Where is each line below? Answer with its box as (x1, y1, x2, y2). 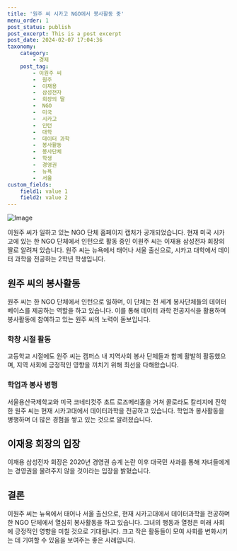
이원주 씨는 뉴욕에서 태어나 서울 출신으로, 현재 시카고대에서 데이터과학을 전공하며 (7, 509, 231, 518)
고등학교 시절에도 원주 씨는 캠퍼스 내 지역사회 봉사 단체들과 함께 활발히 (7, 352, 202, 360)
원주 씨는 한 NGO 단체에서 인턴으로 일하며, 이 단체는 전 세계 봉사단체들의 (7, 297, 208, 306)
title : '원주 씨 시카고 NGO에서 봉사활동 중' (7, 10, 125, 18)
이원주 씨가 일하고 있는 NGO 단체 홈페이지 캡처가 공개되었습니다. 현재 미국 (7, 228, 212, 237)
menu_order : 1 (7, 17, 50, 24)
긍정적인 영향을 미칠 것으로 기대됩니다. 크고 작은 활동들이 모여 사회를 (14, 527, 204, 535)
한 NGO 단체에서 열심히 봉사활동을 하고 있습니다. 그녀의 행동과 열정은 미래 (7, 519, 212, 527)
